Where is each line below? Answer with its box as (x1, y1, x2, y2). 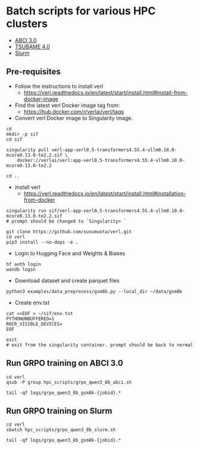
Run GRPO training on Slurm (6, 405, 113, 416)
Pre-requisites (6, 67, 61, 77)
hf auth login (6, 261, 42, 267)
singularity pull (6, 146, 49, 153)
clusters (6, 17, 48, 30)
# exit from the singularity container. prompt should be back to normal (6, 342, 194, 348)
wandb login (6, 266, 36, 273)
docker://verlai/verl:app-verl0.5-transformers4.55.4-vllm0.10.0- (17, 157, 185, 163)
